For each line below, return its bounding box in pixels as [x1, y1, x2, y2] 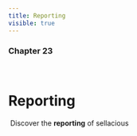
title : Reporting [8, 11, 66, 20]
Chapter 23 [8, 46, 53, 57]
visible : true [8, 19, 56, 27]
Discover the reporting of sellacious [10, 118, 129, 128]
